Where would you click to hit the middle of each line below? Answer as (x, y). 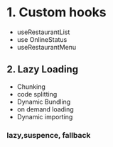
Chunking (31, 87)
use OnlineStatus (42, 39)
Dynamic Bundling (44, 102)
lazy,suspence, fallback (49, 135)
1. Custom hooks (57, 12)
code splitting (37, 94)
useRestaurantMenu (47, 47)
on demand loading (45, 109)
